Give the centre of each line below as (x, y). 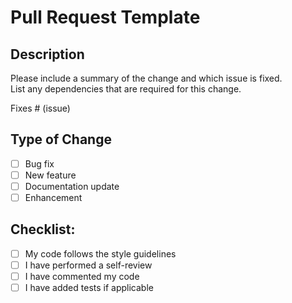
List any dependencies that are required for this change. (126, 89)
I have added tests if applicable (89, 288)
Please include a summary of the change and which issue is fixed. (146, 78)
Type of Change (61, 139)
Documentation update (72, 186)
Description (47, 54)
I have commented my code (82, 276)
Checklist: (43, 229)
